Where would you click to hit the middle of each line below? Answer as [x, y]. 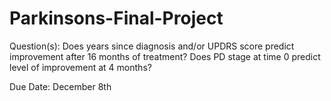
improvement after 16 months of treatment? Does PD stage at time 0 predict [165, 56]
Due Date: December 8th [60, 86]
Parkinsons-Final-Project [116, 18]
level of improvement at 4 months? [80, 67]
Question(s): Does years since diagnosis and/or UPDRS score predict [152, 46]
